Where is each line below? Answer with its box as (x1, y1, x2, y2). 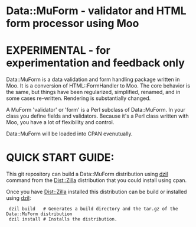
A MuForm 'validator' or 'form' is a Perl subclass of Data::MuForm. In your (6, 106, 186, 113)
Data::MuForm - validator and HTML (6, 4, 187, 18)
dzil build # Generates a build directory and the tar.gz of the (8, 206, 178, 212)
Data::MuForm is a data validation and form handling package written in (6, 76, 180, 83)
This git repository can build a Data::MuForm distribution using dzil (6, 170, 168, 178)
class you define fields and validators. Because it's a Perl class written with (6, 112, 189, 119)
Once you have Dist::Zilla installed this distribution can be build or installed (6, 188, 187, 196)
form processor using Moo (6, 17, 139, 30)
